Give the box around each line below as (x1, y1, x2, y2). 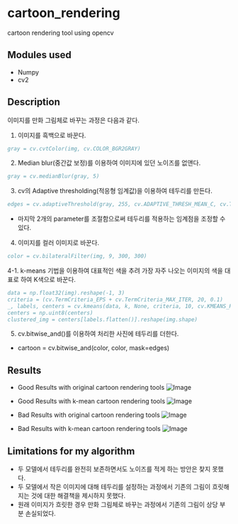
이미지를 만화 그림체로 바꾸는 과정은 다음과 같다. (7, 116, 140, 124)
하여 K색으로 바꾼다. (20, 275, 76, 284)
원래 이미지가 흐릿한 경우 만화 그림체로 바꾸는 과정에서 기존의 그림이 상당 (17, 501, 218, 509)
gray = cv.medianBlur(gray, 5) (7, 173, 100, 180)
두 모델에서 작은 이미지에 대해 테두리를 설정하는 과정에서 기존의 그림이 (17, 483, 211, 491)
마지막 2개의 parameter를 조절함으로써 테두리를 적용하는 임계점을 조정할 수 (17, 214, 226, 223)
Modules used (7, 49, 72, 61)
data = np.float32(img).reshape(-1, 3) (7, 290, 125, 297)
